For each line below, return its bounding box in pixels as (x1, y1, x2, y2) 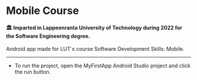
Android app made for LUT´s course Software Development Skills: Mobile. (6, 46, 185, 53)
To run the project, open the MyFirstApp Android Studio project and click (14, 62, 191, 69)
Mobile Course (6, 4, 79, 18)
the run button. (14, 68, 51, 75)
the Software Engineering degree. (6, 32, 91, 39)
